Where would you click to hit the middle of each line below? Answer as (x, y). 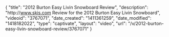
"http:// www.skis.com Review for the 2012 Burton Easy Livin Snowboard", (83, 13)
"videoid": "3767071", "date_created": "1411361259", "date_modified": (78, 18)
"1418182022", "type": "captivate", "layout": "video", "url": (66, 23)
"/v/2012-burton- (146, 23)
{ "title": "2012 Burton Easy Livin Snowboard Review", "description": (77, 7)
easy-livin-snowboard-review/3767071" (47, 29)
